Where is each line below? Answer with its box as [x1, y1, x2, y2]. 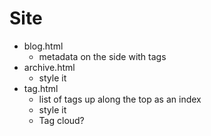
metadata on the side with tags [38, 50, 167, 62]
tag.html [23, 82, 59, 94]
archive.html [23, 61, 76, 73]
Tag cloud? [38, 114, 85, 126]
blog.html [23, 40, 64, 52]
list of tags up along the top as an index [38, 93, 202, 105]
